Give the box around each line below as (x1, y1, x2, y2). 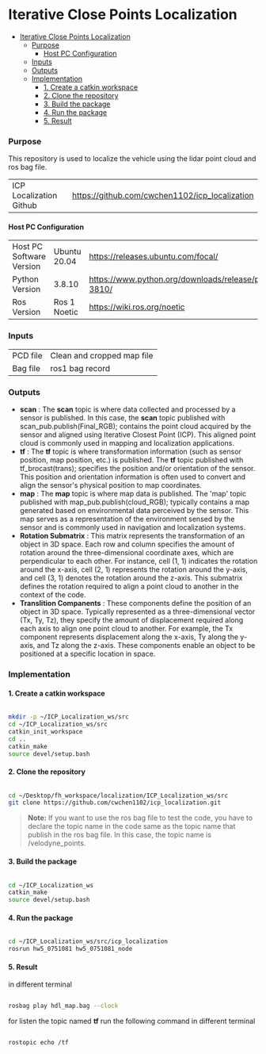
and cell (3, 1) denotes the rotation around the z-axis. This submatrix (19, 573, 243, 583)
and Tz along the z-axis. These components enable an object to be (36, 641, 256, 650)
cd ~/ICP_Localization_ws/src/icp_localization (8, 937, 169, 945)
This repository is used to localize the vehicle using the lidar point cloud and (8, 154, 256, 163)
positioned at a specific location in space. (19, 649, 156, 659)
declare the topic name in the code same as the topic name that (27, 822, 236, 831)
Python (12, 274, 40, 285)
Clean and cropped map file (50, 350, 154, 361)
